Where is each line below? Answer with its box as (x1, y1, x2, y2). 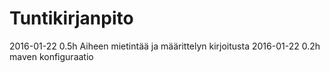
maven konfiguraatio (9, 50, 94, 62)
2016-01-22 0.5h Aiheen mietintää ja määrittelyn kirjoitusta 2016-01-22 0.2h (9, 40, 321, 52)
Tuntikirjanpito (9, 7, 134, 30)
